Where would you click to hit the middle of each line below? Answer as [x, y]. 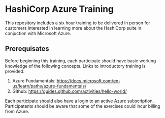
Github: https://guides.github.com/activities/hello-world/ [69, 91]
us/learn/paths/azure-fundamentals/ [49, 86]
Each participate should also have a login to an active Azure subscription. [80, 101]
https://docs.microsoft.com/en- [88, 80]
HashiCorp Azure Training [60, 9]
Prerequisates [27, 49]
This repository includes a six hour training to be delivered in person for [78, 23]
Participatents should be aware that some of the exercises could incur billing [83, 106]
